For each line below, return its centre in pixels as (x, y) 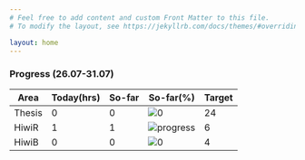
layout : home (34, 42)
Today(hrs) (76, 98)
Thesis (28, 112)
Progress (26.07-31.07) (62, 74)
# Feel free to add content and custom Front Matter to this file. (140, 18)
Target (218, 98)
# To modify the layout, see (64, 26)
